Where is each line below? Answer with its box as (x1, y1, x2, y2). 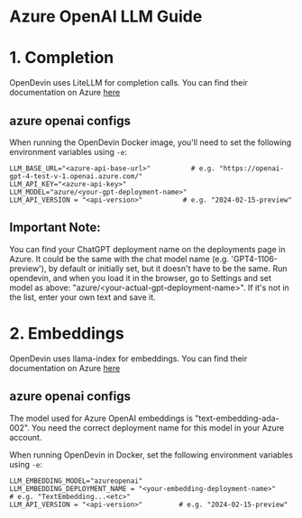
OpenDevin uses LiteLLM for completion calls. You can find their (9, 77, 248, 88)
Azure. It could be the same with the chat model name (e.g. (9, 253, 230, 264)
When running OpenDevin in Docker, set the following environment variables (9, 449, 293, 460)
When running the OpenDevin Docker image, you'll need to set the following (9, 137, 292, 148)
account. (9, 432, 42, 442)
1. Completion (9, 48, 114, 68)
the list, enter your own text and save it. (9, 291, 156, 303)
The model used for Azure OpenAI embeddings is (9, 413, 194, 423)
